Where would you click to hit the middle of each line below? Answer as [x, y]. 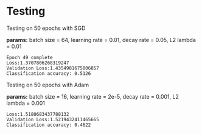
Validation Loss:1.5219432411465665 [53, 119]
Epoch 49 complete [30, 57]
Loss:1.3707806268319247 [38, 63]
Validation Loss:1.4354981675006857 [53, 68]
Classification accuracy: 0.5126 [49, 73]
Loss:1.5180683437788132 [38, 114]
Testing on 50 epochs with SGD [46, 28]
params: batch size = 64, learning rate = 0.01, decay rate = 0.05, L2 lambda [101, 40]
